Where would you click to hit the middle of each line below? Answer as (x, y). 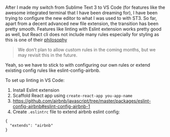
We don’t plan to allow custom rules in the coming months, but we (87, 50)
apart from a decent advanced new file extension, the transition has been (82, 23)
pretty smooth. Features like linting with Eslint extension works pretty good (83, 29)
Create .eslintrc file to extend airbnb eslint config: (66, 112)
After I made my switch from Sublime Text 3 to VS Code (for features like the (85, 7)
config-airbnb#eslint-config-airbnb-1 (51, 106)
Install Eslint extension (36, 90)
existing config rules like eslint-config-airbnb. (53, 70)
